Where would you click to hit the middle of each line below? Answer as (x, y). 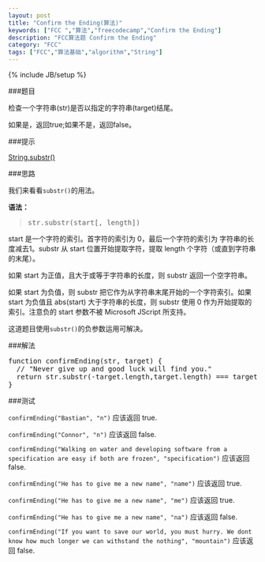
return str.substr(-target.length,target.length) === (122, 377)
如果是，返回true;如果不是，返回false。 (72, 124)
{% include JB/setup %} (47, 75)
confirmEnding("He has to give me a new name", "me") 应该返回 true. (121, 500)
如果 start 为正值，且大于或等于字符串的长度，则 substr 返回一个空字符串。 (130, 275)
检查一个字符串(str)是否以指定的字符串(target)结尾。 (93, 108)
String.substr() (32, 157)
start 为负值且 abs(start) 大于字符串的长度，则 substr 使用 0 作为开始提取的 (130, 302)
